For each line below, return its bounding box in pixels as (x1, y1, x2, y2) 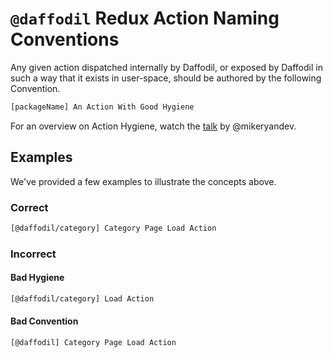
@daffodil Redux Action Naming (10, 7, 280, 30)
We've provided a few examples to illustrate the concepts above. (10, 175, 277, 187)
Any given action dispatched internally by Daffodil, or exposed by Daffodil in (10, 61, 323, 73)
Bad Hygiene (10, 272, 65, 284)
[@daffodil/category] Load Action (10, 293, 155, 304)
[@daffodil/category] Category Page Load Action (10, 223, 217, 233)
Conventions (10, 28, 120, 51)
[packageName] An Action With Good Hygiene (10, 102, 195, 112)
